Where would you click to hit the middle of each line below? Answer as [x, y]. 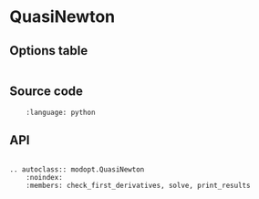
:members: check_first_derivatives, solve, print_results [138, 185]
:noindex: [45, 177]
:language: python [61, 112]
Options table [49, 51]
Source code [47, 92]
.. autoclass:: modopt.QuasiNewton [77, 169]
